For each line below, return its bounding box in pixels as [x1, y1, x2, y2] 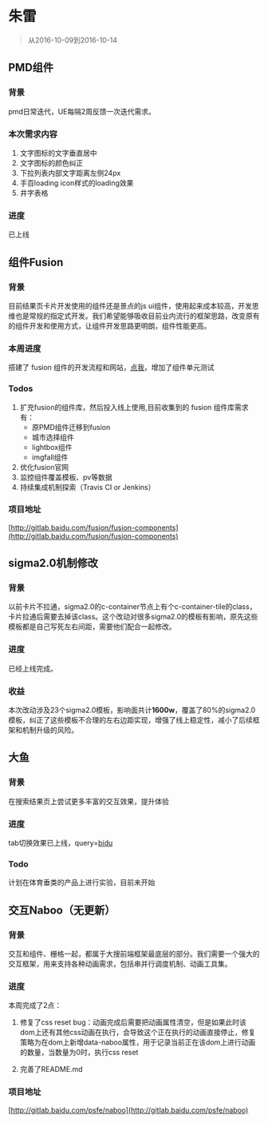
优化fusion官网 [19, 462, 69, 472]
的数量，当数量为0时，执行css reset [19, 1048, 139, 1057]
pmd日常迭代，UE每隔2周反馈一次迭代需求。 [8, 106, 156, 116]
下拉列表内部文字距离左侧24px [19, 168, 121, 177]
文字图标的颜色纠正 [19, 157, 84, 168]
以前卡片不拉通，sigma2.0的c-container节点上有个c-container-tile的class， [8, 602, 257, 611]
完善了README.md [19, 1065, 83, 1074]
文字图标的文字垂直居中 [19, 148, 97, 157]
